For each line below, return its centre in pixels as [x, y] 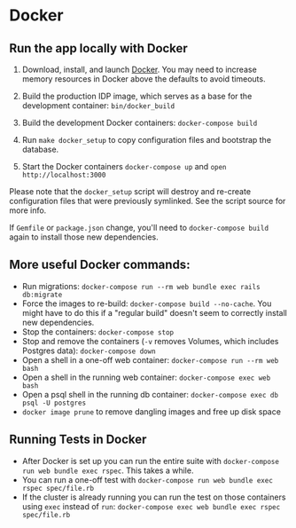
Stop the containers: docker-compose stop [98, 331]
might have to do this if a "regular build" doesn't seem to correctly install [155, 312]
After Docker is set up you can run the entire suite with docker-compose [150, 461]
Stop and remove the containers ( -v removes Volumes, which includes [150, 341]
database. [40, 149]
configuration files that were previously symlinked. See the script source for [148, 201]
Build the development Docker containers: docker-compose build [140, 122]
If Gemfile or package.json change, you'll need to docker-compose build [139, 228]
